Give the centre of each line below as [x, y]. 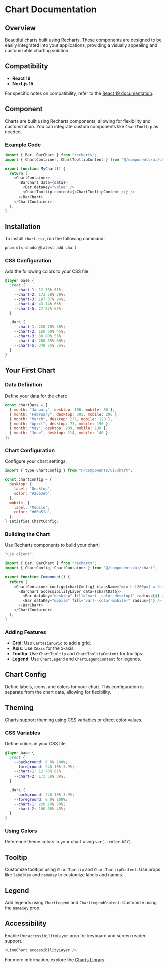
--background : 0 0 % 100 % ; [41, 762]
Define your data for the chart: [36, 396]
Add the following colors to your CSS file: [47, 271]
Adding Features [26, 632]
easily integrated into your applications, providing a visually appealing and [81, 45]
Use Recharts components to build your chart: [53, 545]
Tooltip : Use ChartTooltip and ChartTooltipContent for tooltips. [78, 653]
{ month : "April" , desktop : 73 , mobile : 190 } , [60, 424]
